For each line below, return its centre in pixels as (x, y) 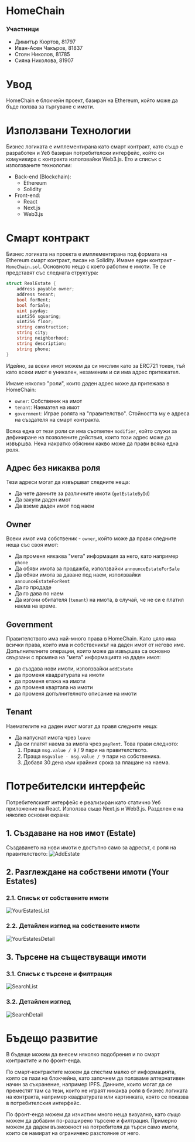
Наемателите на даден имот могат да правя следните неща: (82, 726)
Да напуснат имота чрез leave (52, 737)
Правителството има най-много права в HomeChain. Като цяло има (91, 638)
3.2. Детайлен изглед (39, 1002)
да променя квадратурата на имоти (59, 675)
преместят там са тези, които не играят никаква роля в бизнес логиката (97, 1091)
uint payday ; (32, 311)
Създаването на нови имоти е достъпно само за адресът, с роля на (91, 847)
